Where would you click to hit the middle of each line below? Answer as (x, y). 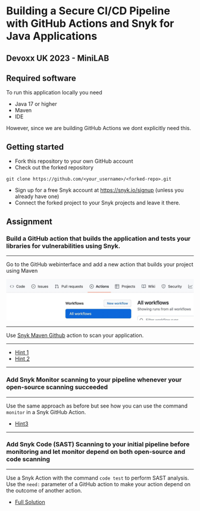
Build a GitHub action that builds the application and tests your (99, 238)
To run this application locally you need (54, 93)
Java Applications (52, 36)
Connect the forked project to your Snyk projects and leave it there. (97, 203)
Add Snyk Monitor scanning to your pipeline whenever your (94, 380)
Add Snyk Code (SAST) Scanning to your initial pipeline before (98, 444)
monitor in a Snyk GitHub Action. (46, 412)
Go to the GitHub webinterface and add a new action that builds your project (100, 264)
